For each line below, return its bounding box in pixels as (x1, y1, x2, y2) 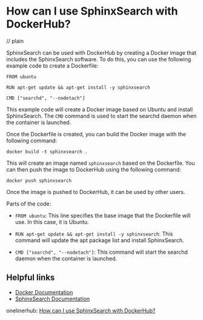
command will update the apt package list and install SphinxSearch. (15, 236, 184, 244)
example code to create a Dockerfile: (6, 62, 99, 69)
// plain (6, 37, 24, 44)
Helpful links (6, 273, 55, 283)
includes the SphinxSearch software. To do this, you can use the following (6, 55, 191, 63)
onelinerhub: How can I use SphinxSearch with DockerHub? (6, 307, 156, 314)
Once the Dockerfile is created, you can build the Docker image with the (6, 130, 187, 137)
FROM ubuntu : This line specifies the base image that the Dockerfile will (15, 212, 191, 219)
